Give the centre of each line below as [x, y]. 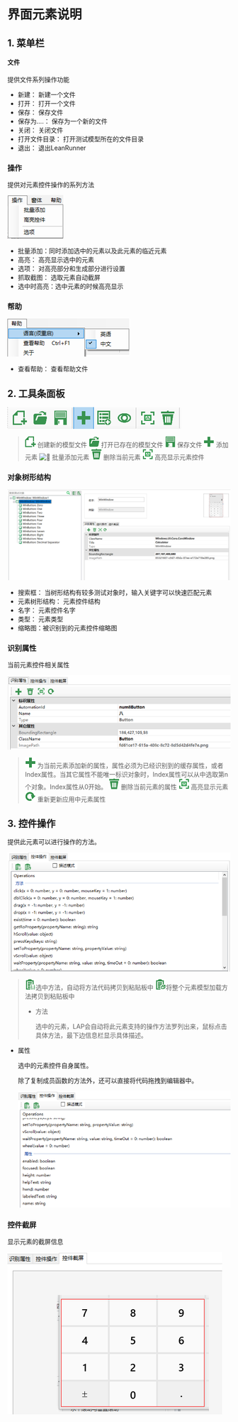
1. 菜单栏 [26, 43]
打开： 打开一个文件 [46, 103]
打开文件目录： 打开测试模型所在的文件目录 [80, 138]
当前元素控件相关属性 [38, 665]
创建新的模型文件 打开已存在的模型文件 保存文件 [120, 445]
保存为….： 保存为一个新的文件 [62, 121]
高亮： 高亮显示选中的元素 [56, 260]
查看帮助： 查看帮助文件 [53, 369]
